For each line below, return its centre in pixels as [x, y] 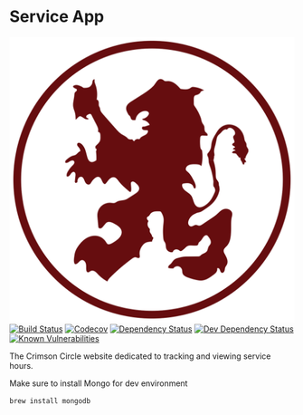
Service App [57, 17]
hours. [21, 365]
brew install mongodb [50, 401]
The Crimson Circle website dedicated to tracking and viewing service [140, 356]
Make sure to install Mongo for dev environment [99, 383]
